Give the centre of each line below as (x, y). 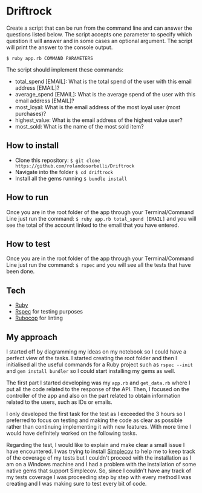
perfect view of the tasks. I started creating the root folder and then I (92, 358)
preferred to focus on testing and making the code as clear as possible (94, 420)
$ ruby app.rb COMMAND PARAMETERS (50, 58)
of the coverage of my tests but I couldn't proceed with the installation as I (99, 458)
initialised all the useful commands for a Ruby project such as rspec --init (100, 364)
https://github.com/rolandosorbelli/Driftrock (75, 166)
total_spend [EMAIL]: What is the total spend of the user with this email (103, 81)
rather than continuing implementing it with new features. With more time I (99, 427)
